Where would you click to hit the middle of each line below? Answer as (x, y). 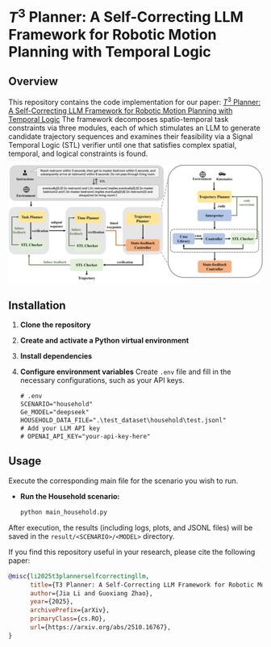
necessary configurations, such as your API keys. (102, 380)
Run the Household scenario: (70, 496)
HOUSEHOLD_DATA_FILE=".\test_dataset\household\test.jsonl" (123, 421)
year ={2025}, (52, 602)
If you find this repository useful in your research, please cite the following (132, 552)
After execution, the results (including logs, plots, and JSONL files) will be (131, 527)
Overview (33, 81)
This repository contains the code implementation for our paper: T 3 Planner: (135, 101)
